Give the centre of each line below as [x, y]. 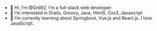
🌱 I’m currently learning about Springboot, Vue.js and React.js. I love [81, 18]
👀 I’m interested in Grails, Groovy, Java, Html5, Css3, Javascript [76, 13]
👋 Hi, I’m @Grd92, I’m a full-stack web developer [61, 8]
